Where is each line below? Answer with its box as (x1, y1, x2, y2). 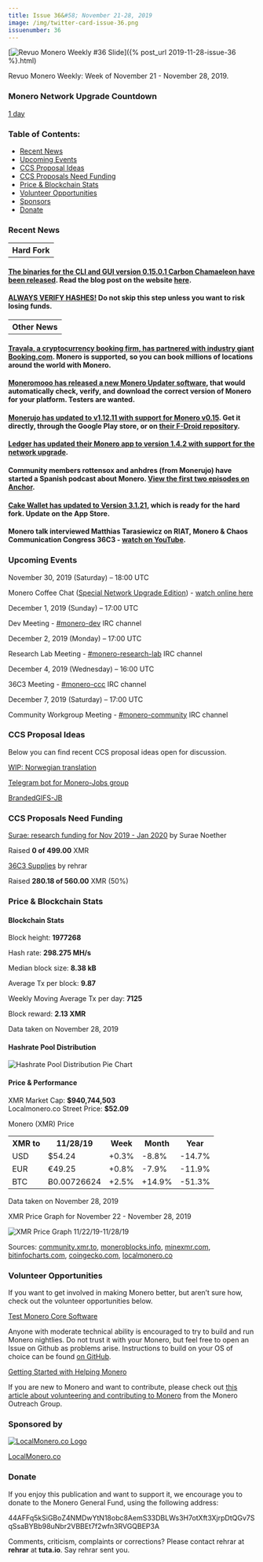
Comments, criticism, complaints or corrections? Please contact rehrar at (8, 1536, 245, 1546)
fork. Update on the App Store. (8, 508, 110, 518)
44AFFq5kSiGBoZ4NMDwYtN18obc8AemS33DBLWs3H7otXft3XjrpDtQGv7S (8, 1512, 255, 1523)
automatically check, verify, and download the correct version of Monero (8, 386, 252, 396)
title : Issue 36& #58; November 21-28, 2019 (8, 11, 153, 20)
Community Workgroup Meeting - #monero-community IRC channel (8, 710, 228, 719)
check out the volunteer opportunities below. (8, 1296, 153, 1305)
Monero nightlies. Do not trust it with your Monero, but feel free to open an (8, 1335, 250, 1344)
